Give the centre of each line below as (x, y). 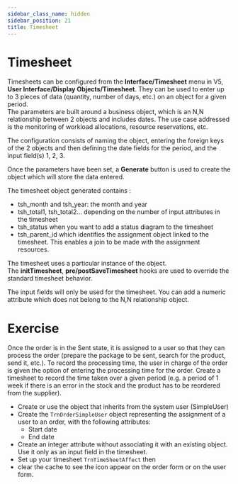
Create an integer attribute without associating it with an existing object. (123, 444)
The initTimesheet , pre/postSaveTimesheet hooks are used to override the (118, 271)
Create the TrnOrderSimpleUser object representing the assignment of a (121, 415)
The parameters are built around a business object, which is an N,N (106, 112)
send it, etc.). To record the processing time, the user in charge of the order (118, 363)
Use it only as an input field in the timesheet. (83, 452)
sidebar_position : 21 (39, 21)
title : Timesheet (33, 27)
